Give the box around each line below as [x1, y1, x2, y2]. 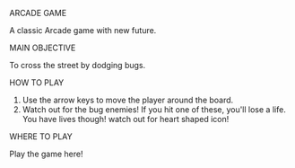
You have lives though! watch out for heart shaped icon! [22, 114, 230, 124]
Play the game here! [9, 148, 83, 159]
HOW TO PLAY [9, 77, 65, 88]
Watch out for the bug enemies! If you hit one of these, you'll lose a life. [22, 104, 287, 115]
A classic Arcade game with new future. [9, 25, 157, 35]
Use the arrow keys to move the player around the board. [22, 94, 234, 105]
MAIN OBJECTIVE [9, 42, 76, 53]
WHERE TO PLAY [9, 131, 74, 142]
